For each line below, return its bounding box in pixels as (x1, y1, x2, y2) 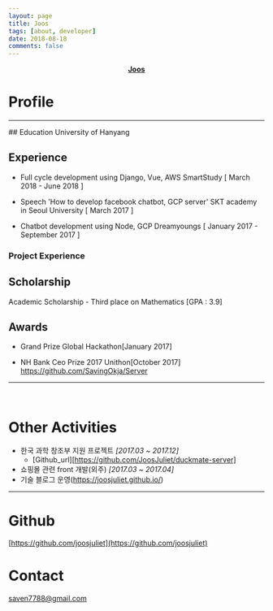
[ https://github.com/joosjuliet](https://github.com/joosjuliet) (8, 538, 208, 548)
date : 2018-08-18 (8, 34, 67, 43)
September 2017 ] (19, 229, 80, 240)
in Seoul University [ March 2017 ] (19, 205, 134, 215)
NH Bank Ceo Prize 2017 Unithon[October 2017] (19, 357, 181, 367)
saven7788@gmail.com (8, 594, 88, 604)
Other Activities (8, 418, 118, 436)
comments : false (8, 42, 63, 50)
